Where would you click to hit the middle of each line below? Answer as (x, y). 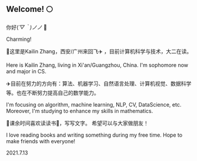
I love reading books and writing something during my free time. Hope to (94, 135)
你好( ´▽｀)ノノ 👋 (27, 27)
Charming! (19, 39)
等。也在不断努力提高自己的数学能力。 (52, 92)
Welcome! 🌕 (29, 9)
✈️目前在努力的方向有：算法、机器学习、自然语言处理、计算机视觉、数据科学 (99, 83)
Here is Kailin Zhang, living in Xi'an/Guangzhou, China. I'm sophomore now (97, 65)
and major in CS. (26, 71)
